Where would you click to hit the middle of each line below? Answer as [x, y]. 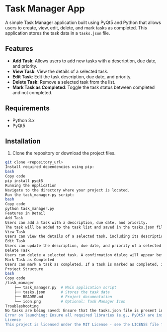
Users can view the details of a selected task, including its [72, 237]
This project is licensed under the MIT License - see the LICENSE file [82, 325]
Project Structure [24, 269]
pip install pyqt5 [24, 181]
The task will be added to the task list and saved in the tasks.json [80, 227]
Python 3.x [23, 120]
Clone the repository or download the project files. [64, 153]
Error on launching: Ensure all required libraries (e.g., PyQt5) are [80, 315]
